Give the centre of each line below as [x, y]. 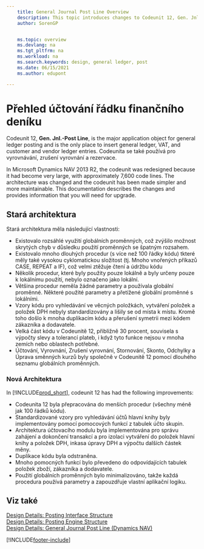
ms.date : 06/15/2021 [43, 67]
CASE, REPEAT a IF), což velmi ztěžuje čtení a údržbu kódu [89, 267]
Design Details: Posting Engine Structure [57, 522]
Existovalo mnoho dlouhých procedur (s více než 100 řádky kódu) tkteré [105, 254]
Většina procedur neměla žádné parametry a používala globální [94, 286]
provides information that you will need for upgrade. [71, 196]
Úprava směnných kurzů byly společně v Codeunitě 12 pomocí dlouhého [106, 357]
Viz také [22, 501]
